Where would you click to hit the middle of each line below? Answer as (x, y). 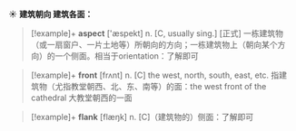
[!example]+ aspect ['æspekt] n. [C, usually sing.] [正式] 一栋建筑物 (157, 33)
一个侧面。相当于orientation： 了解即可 (127, 56)
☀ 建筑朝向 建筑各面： (51, 14)
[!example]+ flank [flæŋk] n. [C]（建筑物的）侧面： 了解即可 (142, 117)
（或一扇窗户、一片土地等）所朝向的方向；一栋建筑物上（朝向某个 (154, 45)
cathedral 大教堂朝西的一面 (81, 98)
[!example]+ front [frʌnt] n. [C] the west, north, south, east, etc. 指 (155, 75)
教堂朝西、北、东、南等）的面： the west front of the (168, 86)
